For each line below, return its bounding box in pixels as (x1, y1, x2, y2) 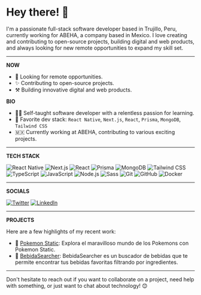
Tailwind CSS (14, 123, 48, 129)
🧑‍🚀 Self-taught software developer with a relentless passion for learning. (14, 109, 194, 116)
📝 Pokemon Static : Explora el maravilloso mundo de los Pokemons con (14, 239, 189, 247)
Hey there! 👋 (6, 5, 69, 19)
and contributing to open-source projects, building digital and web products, (6, 38, 194, 45)
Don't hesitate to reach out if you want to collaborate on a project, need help (6, 275, 194, 283)
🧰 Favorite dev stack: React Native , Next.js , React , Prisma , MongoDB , (14, 115, 181, 123)
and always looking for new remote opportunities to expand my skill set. (6, 44, 184, 51)
